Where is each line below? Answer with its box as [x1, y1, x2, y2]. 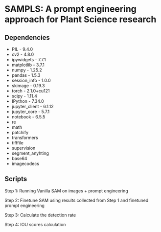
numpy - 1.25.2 [11, 67, 42, 73]
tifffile [11, 140, 24, 145]
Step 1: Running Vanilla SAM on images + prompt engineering [4, 187, 128, 194]
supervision [11, 145, 36, 151]
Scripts [4, 175, 27, 183]
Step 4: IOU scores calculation [4, 221, 66, 227]
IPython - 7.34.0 [11, 98, 44, 104]
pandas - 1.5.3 [11, 72, 41, 78]
